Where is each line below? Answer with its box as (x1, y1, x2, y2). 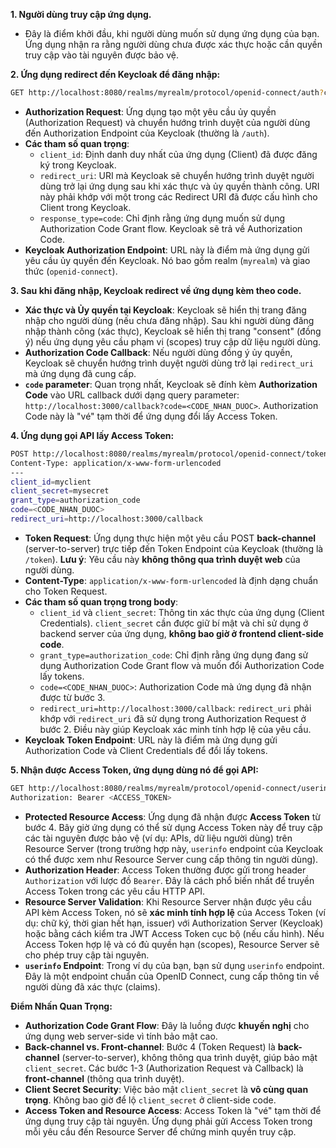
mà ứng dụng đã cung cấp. (24, 367, 137, 379)
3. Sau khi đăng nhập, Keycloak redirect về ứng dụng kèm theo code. (10, 284, 302, 296)
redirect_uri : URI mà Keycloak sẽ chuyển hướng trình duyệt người (39, 169, 315, 181)
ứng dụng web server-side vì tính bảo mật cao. (24, 1030, 218, 1042)
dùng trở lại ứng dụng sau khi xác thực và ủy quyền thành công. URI (39, 180, 320, 192)
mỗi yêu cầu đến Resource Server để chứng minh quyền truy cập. (24, 1125, 297, 1138)
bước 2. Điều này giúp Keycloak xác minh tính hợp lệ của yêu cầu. (39, 723, 312, 735)
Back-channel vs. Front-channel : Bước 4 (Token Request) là (24, 1040, 276, 1053)
